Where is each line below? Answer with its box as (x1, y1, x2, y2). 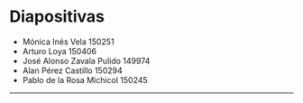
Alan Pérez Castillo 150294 (22, 65, 124, 76)
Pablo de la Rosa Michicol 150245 (22, 74, 149, 85)
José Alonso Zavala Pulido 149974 (22, 55, 151, 66)
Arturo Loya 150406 (22, 45, 97, 56)
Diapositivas (9, 6, 106, 27)
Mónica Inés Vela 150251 (22, 36, 115, 47)
